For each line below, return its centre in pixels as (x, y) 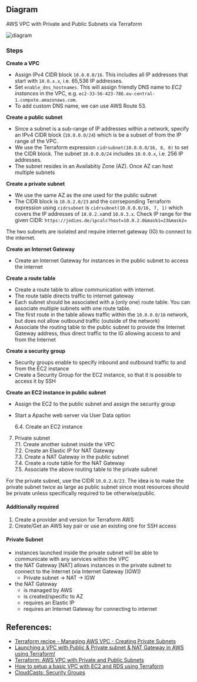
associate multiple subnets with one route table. (73, 309)
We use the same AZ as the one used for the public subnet (86, 195)
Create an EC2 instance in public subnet (56, 393)
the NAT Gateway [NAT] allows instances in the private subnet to (93, 565)
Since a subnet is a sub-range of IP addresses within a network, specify (102, 129)
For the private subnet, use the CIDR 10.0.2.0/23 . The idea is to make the (95, 481)
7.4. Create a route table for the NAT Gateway (70, 463)
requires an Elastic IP (49, 603)
